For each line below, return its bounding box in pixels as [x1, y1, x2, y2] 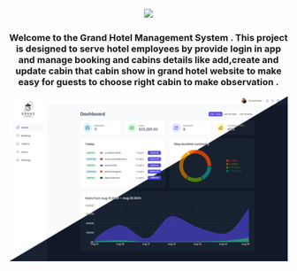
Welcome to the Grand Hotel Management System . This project [9, 31, 288, 43]
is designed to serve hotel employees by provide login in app [16, 43, 281, 55]
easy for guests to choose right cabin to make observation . [18, 75, 279, 88]
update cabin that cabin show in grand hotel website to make [15, 65, 282, 77]
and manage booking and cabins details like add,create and [18, 53, 279, 66]
